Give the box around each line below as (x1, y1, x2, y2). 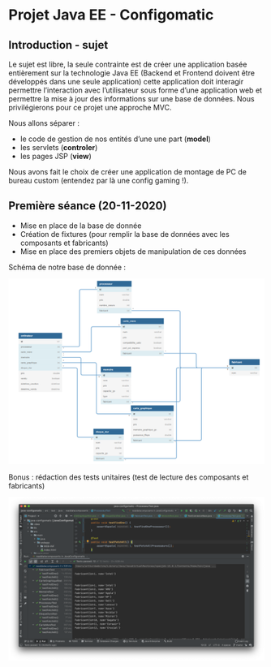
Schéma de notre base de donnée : (8, 262, 127, 272)
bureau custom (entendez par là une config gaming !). (8, 176, 189, 185)
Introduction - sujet (8, 38, 109, 52)
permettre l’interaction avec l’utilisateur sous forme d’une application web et (8, 85, 262, 95)
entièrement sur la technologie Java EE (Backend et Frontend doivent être (8, 68, 256, 78)
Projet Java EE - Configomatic (8, 6, 214, 24)
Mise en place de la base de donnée (19, 221, 142, 230)
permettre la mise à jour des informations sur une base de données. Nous (8, 94, 255, 103)
